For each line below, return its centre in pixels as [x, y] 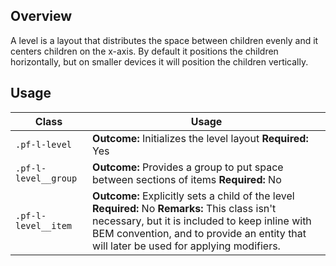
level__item [44, 225]
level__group [46, 178]
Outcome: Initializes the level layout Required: [200, 138]
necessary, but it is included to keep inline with [202, 221]
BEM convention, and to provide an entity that [199, 233]
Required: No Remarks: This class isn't [184, 208]
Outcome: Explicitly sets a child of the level [193, 196]
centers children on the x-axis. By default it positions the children [144, 51]
